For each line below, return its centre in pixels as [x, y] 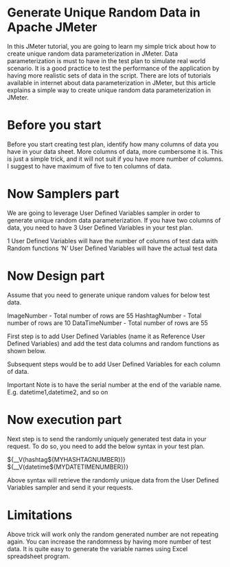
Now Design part [56, 276]
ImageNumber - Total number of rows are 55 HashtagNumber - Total [104, 315]
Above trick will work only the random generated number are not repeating [113, 534]
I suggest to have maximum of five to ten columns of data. [89, 166]
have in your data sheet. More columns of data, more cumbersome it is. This [115, 151]
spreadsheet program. [39, 556]
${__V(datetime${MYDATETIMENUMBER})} [68, 467]
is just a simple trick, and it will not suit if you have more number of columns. [115, 159]
